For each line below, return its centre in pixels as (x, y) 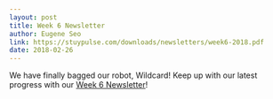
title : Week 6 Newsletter (57, 26)
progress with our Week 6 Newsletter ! (79, 85)
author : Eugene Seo (45, 34)
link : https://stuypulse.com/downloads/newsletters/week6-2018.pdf (137, 42)
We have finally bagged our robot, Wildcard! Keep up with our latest (133, 75)
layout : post (33, 17)
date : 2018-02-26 (41, 50)
